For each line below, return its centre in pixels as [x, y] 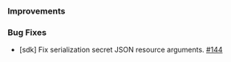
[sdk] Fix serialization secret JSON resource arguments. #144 [121, 50]
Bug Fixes [27, 32]
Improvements [36, 11]
